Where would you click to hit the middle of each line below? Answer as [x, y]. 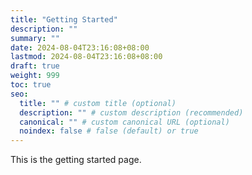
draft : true [35, 66]
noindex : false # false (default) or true [109, 131]
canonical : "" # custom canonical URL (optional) [124, 122]
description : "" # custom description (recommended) [131, 112]
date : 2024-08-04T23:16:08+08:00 [80, 47]
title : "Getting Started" [64, 19]
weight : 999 [35, 76]
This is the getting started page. [76, 160]
